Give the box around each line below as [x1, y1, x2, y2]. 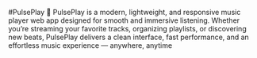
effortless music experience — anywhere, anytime [8, 41, 173, 50]
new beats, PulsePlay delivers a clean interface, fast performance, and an [8, 32, 250, 42]
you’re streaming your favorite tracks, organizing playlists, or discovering [8, 24, 247, 33]
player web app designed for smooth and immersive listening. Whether [8, 16, 240, 25]
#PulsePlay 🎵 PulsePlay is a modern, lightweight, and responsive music [8, 8, 241, 16]
